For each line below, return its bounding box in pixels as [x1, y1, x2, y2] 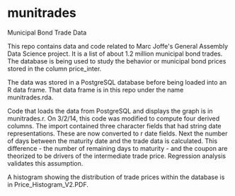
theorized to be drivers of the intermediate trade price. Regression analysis [7, 152, 227, 160]
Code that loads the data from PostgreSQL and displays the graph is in [7, 106, 213, 115]
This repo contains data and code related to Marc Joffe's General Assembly [7, 42, 229, 50]
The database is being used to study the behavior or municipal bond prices [7, 56, 227, 65]
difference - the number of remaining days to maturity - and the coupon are [7, 144, 228, 152]
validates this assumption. [7, 159, 84, 167]
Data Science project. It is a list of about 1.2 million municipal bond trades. [7, 49, 223, 58]
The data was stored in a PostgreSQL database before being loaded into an [7, 78, 227, 86]
